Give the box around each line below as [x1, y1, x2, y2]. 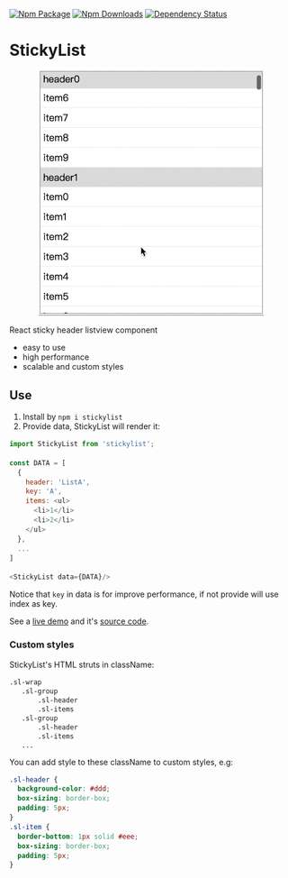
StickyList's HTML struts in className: [9, 659, 155, 670]
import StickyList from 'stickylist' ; [9, 440, 155, 449]
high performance [22, 352, 90, 362]
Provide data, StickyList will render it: [22, 421, 160, 432]
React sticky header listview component [9, 325, 158, 335]
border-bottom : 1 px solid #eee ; [17, 832, 139, 841]
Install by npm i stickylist [22, 411, 123, 423]
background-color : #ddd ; [17, 784, 111, 793]
